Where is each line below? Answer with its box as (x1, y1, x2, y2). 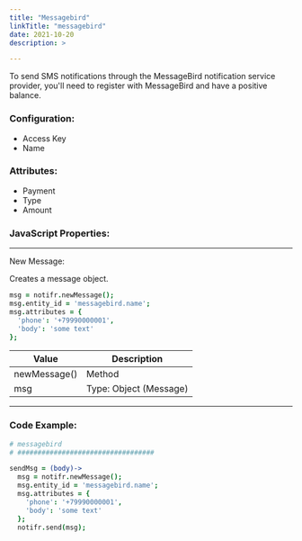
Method (85, 368, 120, 381)
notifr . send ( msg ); (17, 523, 87, 532)
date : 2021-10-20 (9, 30, 75, 39)
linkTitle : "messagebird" (9, 22, 106, 31)
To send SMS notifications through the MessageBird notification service (9, 71, 276, 82)
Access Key (22, 132, 67, 144)
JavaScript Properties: (9, 227, 111, 239)
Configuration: (9, 113, 75, 125)
